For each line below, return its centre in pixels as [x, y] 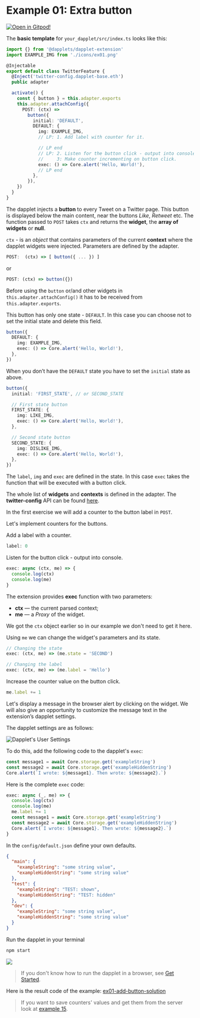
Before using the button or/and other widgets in [65, 291]
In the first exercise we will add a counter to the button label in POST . [89, 512]
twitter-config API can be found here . [53, 501]
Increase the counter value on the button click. [63, 682]
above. [15, 377]
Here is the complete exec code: [46, 784]
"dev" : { [22, 906]
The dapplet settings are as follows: [50, 727]
